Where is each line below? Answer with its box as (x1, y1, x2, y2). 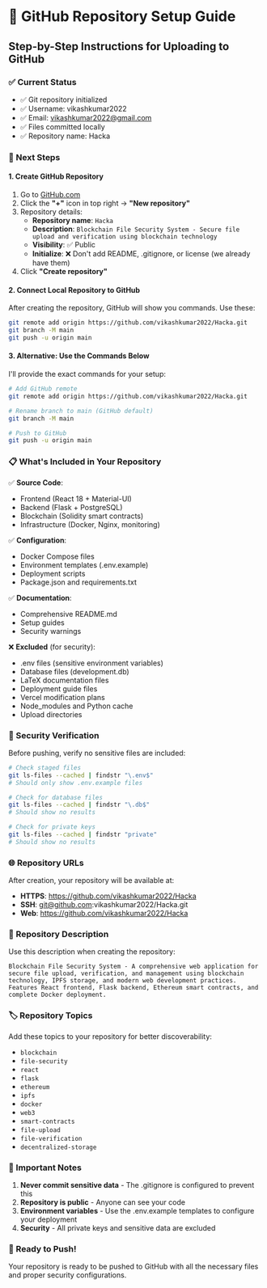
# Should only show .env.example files (8, 779, 143, 787)
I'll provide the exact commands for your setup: (8, 370, 166, 379)
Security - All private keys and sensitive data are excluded (19, 1223, 216, 1232)
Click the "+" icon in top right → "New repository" (19, 198, 190, 208)
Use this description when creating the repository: (8, 947, 176, 956)
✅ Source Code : (8, 477, 63, 488)
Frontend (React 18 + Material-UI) (19, 493, 132, 504)
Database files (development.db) (19, 666, 129, 676)
